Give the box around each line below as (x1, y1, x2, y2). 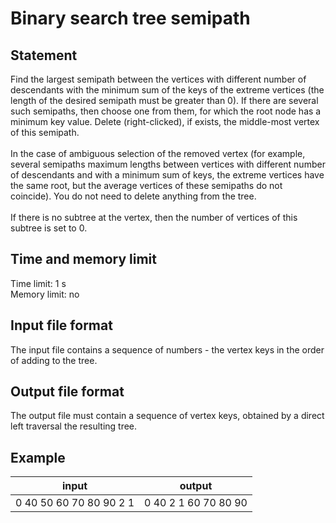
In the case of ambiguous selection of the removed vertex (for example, (10, 148, 306, 159)
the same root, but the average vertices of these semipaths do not (10, 180, 283, 191)
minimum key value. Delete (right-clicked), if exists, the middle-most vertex (10, 116, 320, 127)
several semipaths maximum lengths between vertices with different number (10, 158, 326, 170)
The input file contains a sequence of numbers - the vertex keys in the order (10, 343, 325, 356)
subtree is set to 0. (10, 222, 88, 234)
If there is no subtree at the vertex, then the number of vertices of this (10, 212, 298, 223)
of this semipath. (10, 127, 80, 138)
